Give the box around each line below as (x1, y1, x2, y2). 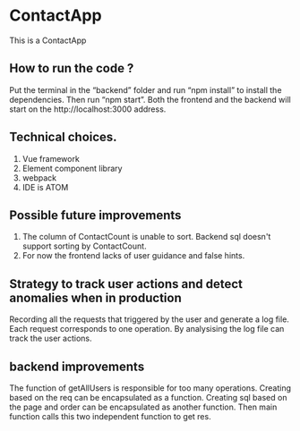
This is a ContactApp (9, 35, 87, 46)
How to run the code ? (9, 61, 134, 76)
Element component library (21, 163, 123, 173)
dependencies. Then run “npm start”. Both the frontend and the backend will (9, 94, 291, 105)
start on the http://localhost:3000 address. (9, 104, 167, 114)
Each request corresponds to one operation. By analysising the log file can (9, 324, 285, 334)
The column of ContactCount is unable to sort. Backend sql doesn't (21, 232, 271, 242)
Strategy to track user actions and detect (9, 276, 244, 292)
